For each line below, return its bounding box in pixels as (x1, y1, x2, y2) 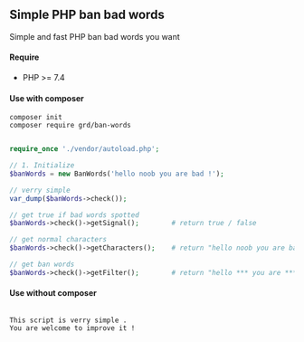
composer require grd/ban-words (9, 121, 131, 130)
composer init (9, 113, 63, 122)
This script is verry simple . (9, 316, 128, 325)
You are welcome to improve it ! (9, 324, 136, 333)
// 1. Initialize (9, 161, 75, 170)
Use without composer (9, 288, 97, 299)
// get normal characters (9, 235, 107, 244)
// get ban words (9, 260, 75, 270)
